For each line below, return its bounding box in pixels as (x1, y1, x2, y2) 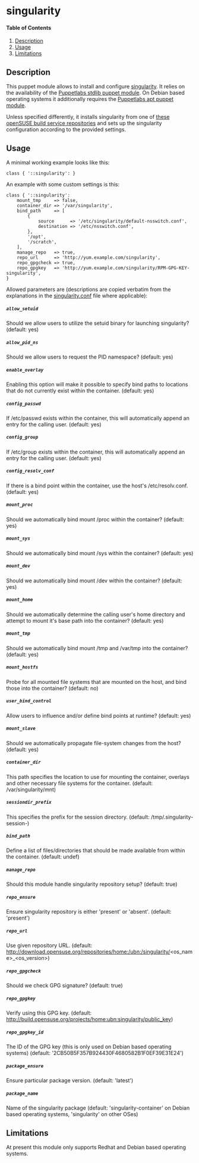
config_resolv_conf (6, 468, 55, 474)
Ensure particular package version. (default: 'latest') (6, 1077, 134, 1084)
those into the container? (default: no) (6, 685, 99, 692)
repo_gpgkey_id (6, 1029, 44, 1035)
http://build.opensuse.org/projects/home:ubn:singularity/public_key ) (6, 1016, 173, 1023)
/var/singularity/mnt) (6, 785, 56, 793)
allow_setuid (6, 306, 39, 312)
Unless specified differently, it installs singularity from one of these (6, 113, 170, 121)
